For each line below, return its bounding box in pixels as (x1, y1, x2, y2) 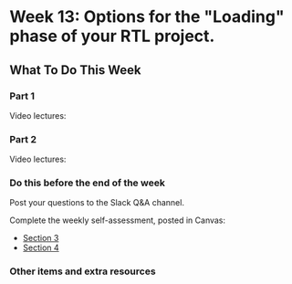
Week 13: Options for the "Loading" (9, 6, 285, 27)
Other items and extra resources (9, 265, 157, 278)
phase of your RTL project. (9, 26, 215, 47)
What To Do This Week (9, 62, 141, 78)
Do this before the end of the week (9, 176, 166, 189)
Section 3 (22, 233, 59, 244)
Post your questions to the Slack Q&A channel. (9, 197, 185, 208)
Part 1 (9, 89, 35, 102)
